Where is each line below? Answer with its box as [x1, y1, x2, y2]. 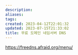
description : [5, 7, 33, 12]
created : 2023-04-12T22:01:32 [5, 21, 69, 26]
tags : [5, 16, 17, 21]
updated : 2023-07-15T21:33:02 [5, 26, 69, 31]
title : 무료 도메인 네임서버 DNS [5, 30, 66, 35]
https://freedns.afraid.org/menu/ [5, 44, 73, 50]
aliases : [5, 12, 24, 17]
